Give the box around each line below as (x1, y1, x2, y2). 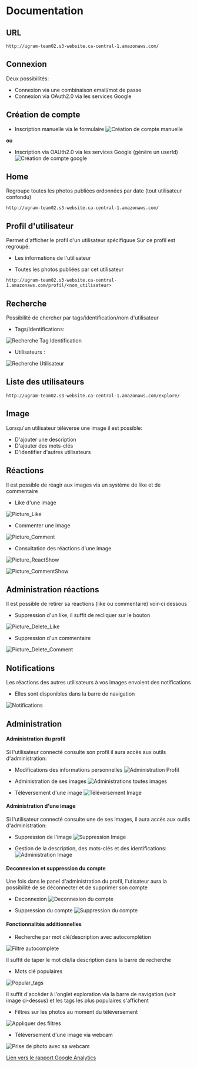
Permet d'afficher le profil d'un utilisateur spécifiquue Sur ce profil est (6, 237, 175, 244)
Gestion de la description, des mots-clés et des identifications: (14, 844, 166, 851)
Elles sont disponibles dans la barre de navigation (14, 690, 135, 697)
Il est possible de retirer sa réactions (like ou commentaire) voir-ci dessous (6, 601, 187, 608)
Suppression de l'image (14, 833, 72, 840)
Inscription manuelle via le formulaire (14, 125, 105, 132)
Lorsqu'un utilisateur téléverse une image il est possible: (6, 424, 143, 432)
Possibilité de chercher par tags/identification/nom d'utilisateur (6, 314, 159, 321)
